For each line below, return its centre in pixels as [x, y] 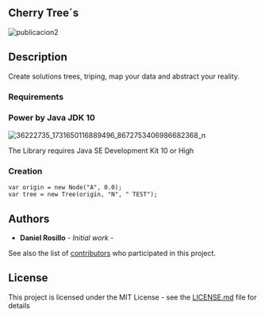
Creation [25, 171]
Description [38, 57]
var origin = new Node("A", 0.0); [65, 188]
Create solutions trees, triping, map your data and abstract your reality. [124, 76]
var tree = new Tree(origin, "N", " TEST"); [83, 195]
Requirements [36, 97]
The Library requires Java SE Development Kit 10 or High [101, 151]
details [19, 305]
